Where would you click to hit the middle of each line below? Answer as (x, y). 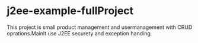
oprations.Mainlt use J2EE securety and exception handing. (79, 33)
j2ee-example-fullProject (70, 11)
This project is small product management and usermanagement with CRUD (100, 27)
